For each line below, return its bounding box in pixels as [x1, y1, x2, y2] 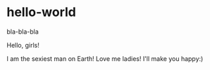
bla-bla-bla [6, 27, 39, 36]
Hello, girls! [6, 41, 39, 49]
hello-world [6, 4, 77, 20]
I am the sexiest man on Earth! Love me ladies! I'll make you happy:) [6, 54, 204, 63]
